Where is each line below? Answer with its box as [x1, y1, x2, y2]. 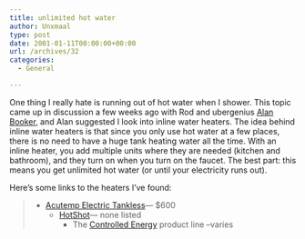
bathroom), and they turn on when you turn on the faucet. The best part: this [9, 154, 297, 165]
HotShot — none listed [58, 209, 142, 220]
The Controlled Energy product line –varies [72, 219, 234, 230]
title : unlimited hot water [9, 13, 117, 23]
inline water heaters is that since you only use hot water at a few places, [9, 125, 280, 136]
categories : [9, 55, 55, 65]
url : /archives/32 [9, 47, 79, 56]
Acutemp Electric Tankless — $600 [45, 199, 176, 210]
